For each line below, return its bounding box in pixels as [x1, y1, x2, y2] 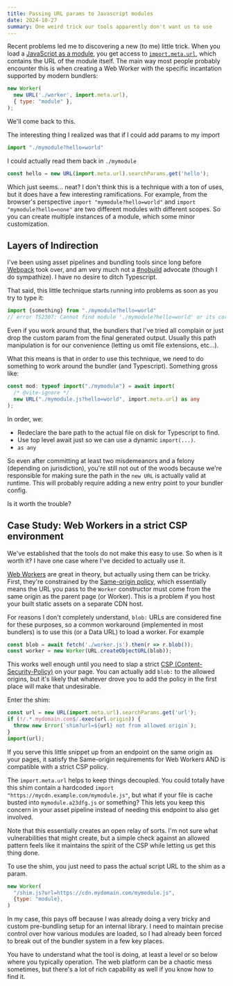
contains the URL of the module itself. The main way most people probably [7, 57, 221, 65]
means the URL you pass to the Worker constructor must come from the [7, 585, 212, 593]
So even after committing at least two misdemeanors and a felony [7, 456, 195, 464]
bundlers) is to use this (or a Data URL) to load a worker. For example [7, 627, 205, 636]
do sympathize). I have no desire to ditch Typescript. [7, 273, 157, 282]
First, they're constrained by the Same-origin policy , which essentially [7, 577, 207, 585]
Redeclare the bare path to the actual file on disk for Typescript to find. [17, 428, 220, 437]
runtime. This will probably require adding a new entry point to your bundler [7, 478, 223, 487]
